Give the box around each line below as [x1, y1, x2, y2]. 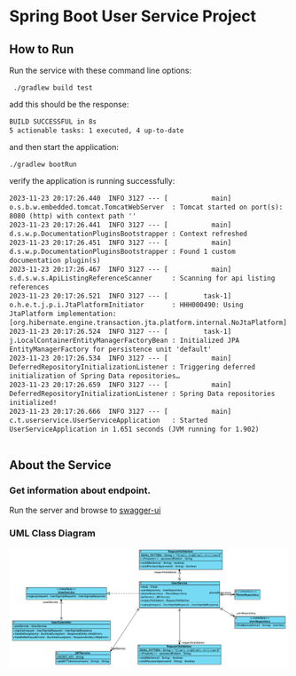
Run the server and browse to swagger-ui [9, 505, 161, 515]
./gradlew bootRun [9, 160, 77, 169]
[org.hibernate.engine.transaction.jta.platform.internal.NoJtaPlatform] [9, 318, 288, 327]
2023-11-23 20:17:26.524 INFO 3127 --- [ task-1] [9, 327, 232, 336]
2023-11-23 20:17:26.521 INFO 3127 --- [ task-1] [9, 291, 232, 300]
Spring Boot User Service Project [9, 6, 257, 27]
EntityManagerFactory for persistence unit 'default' [9, 345, 213, 354]
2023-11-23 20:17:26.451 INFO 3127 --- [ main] [9, 238, 232, 247]
